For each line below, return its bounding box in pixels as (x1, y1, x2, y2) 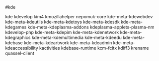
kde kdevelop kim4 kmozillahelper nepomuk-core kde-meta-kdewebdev (5, 14, 153, 19)
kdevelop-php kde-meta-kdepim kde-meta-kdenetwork (5, 30, 119, 35)
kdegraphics (5, 34, 31, 40)
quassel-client (5, 50, 35, 56)
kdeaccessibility (5, 45, 38, 51)
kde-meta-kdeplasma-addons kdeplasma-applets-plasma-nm (27, 24, 155, 30)
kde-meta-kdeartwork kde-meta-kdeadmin (24, 40, 112, 46)
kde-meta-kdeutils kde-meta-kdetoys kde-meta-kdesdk (5, 19, 120, 25)
